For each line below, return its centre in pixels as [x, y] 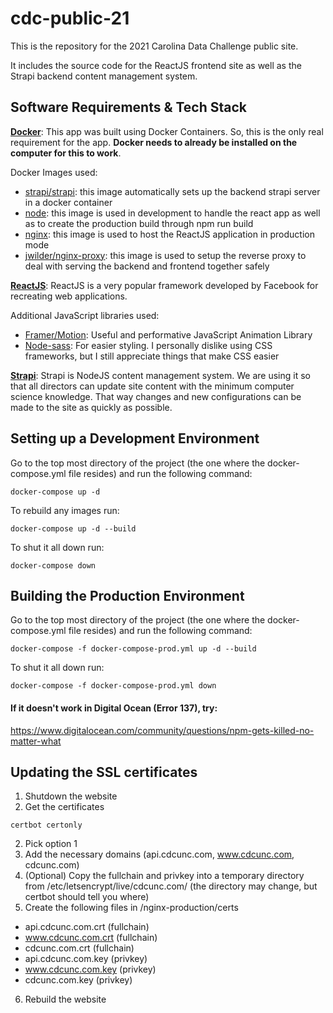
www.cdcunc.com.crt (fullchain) [91, 938]
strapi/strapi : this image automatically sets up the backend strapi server [172, 191]
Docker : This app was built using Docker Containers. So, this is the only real [167, 131]
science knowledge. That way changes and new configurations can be [156, 396]
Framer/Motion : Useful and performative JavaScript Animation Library [168, 334]
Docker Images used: [54, 172]
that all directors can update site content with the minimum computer [152, 386]
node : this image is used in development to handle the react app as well [172, 213]
